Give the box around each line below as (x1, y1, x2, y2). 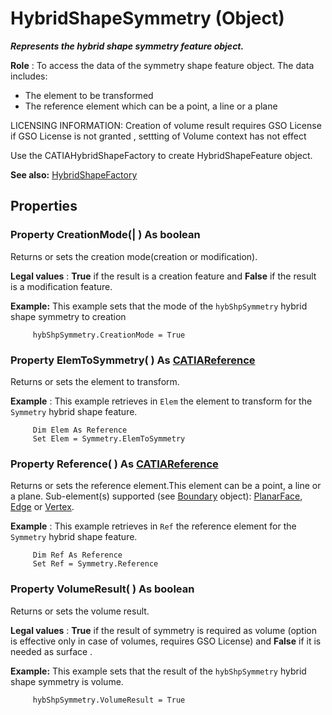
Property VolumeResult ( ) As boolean (10, 582, 195, 596)
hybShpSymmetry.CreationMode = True (32, 330, 186, 340)
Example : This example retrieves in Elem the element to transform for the (10, 395, 313, 407)
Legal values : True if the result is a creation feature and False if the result (10, 270, 317, 282)
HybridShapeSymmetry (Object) (10, 7, 285, 30)
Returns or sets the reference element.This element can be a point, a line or (10, 480, 322, 492)
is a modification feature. (10, 280, 113, 292)
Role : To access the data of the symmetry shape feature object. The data (10, 59, 315, 71)
